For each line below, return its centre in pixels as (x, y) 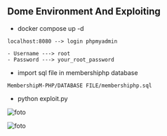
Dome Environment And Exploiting (84, 12)
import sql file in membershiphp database (78, 72)
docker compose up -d (51, 28)
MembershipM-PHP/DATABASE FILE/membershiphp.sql (80, 86)
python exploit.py (42, 98)
